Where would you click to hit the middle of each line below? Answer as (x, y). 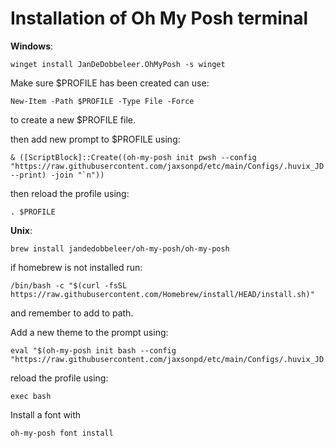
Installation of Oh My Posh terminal (159, 18)
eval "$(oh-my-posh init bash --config (93, 350)
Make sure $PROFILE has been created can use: (110, 83)
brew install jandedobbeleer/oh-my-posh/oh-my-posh (120, 248)
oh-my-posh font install (62, 433)
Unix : (21, 230)
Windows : (32, 46)
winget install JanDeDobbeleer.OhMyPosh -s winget (118, 64)
